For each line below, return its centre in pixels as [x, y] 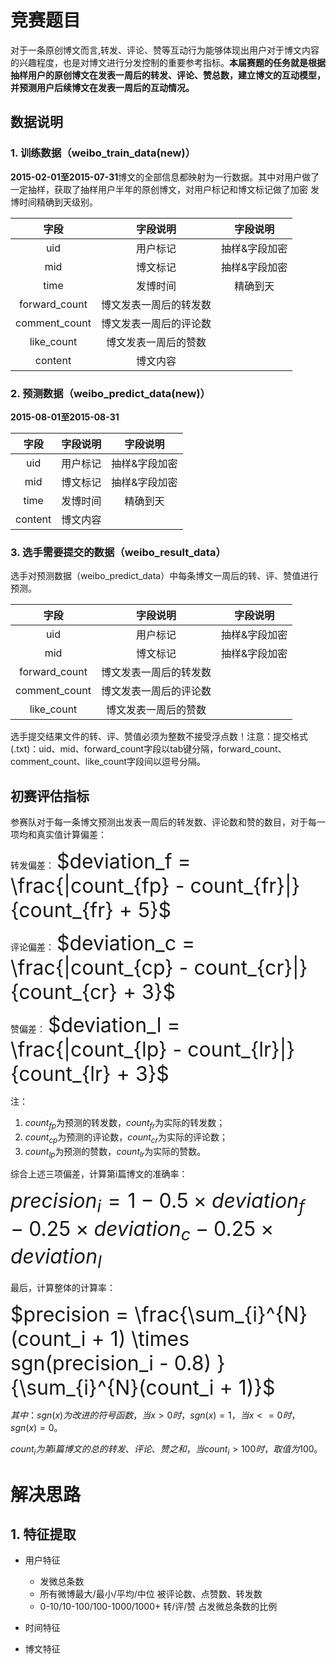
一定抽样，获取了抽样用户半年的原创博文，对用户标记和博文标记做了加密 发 [165, 189]
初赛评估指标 [50, 796]
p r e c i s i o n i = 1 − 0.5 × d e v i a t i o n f [158, 1202]
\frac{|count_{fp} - [97, 886]
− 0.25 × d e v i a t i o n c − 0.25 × [142, 1230]
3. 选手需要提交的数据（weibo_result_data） [118, 552]
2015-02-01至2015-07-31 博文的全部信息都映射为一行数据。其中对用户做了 [165, 177]
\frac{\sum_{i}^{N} [221, 1314]
